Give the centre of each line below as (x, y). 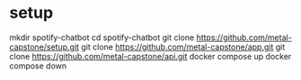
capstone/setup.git (44, 46)
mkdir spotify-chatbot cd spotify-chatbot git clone (102, 37)
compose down (38, 66)
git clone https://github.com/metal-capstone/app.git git (183, 46)
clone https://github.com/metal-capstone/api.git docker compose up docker (150, 56)
